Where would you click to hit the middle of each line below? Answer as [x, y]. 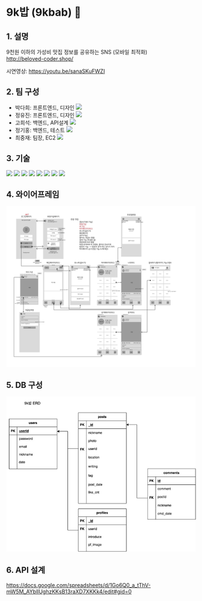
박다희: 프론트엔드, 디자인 [45, 107]
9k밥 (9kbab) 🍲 [44, 12]
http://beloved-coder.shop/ [40, 59]
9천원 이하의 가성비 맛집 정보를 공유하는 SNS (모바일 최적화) [77, 52]
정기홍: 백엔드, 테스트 [40, 130]
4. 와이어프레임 [33, 195]
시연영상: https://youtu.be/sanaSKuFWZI [56, 71]
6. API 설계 [26, 570]
